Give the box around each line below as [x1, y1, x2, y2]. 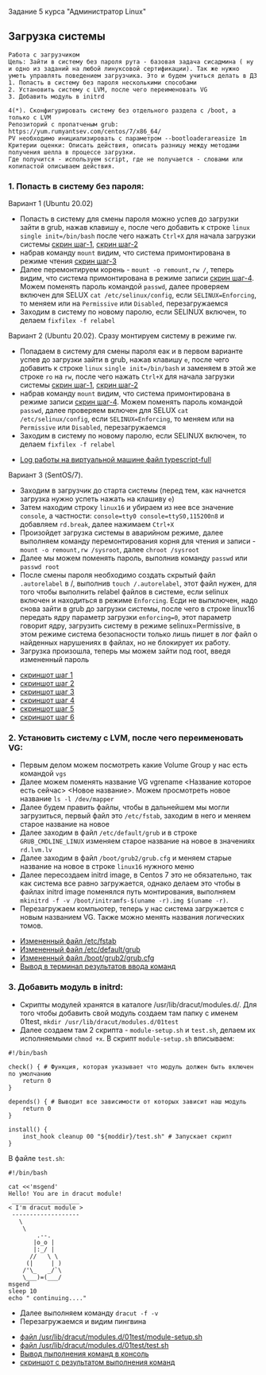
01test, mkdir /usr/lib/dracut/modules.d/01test [19, 1016, 179, 1026]
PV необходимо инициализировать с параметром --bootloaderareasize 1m [8, 134, 247, 142]
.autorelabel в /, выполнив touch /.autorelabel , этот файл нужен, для [19, 578, 256, 588]
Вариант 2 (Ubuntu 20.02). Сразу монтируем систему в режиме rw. [8, 331, 237, 341]
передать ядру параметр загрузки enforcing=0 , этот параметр [19, 613, 232, 622]
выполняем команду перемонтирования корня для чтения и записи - [19, 536, 256, 546]
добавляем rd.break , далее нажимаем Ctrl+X [19, 520, 175, 529]
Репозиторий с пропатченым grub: [8, 120, 119, 128]
